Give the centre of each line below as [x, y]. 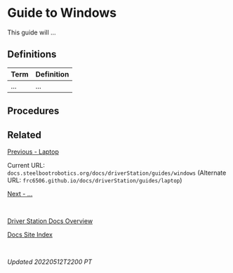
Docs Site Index [30, 234]
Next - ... [20, 194]
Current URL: [26, 165]
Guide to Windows [62, 13]
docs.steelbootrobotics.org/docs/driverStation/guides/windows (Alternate [117, 173]
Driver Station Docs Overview [50, 221]
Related [25, 135]
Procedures [33, 111]
